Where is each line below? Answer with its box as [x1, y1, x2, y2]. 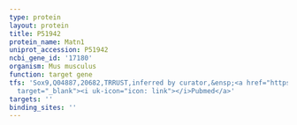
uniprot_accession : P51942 [9, 46, 109, 55]
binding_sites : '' [9, 103, 77, 112]
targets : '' [9, 94, 53, 104]
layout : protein [9, 21, 69, 30]
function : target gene [9, 70, 93, 79]
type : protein [9, 12, 62, 22]
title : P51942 [9, 29, 62, 38]
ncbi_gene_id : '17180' [9, 54, 93, 62]
